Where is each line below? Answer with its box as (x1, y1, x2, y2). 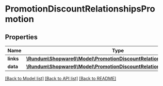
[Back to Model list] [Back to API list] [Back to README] (5, 76, 116, 81)
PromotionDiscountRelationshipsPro (5, 3, 155, 14)
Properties (5, 33, 38, 41)
